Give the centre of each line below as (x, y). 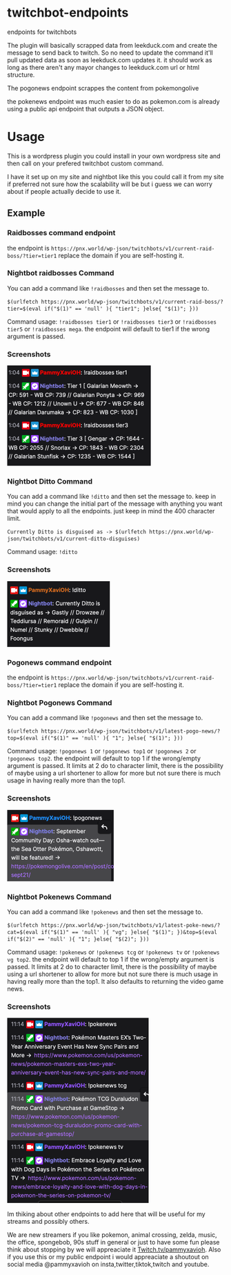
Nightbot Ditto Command (50, 481)
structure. (21, 75)
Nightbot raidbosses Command (61, 273)
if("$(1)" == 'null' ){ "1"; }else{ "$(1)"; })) (112, 738)
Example (26, 213)
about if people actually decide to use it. (64, 191)
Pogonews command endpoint (60, 662)
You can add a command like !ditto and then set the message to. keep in (112, 497)
